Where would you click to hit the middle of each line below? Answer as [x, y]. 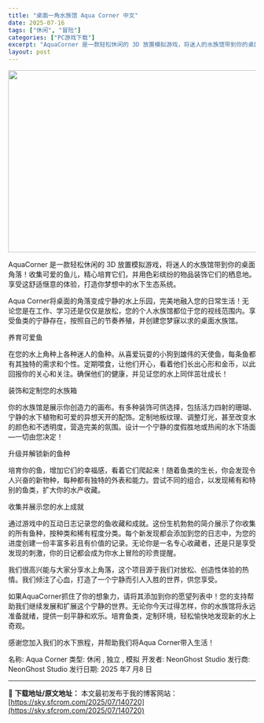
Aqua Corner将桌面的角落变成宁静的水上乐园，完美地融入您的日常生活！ [125, 301]
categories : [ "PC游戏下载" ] [52, 37]
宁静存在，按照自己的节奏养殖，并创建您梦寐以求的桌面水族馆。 [138, 321]
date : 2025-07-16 [37, 23]
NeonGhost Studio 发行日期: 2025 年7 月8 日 [81, 669]
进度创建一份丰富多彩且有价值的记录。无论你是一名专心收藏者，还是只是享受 [132, 543]
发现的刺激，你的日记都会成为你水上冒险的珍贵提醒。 [94, 553]
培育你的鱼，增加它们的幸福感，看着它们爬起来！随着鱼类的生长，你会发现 [128, 470]
